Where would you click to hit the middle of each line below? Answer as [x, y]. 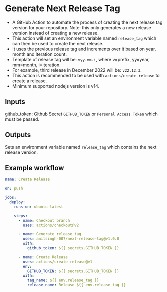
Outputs [18, 135]
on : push [14, 188]
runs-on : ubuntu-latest [39, 207]
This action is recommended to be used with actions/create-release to [86, 75]
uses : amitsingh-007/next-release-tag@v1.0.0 [71, 239]
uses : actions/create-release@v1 [58, 262]
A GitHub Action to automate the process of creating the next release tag [87, 22]
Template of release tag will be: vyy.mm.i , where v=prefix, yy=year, [81, 59]
